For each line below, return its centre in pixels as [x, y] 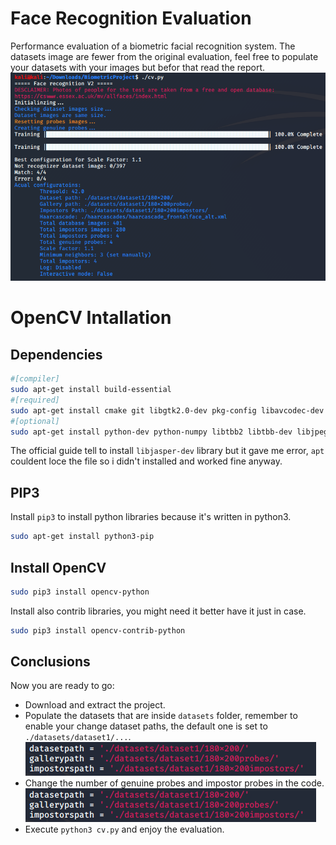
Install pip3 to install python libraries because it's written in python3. [151, 517]
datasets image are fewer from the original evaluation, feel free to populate [164, 56]
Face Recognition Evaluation [131, 18]
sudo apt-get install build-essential [91, 390]
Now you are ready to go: [62, 686]
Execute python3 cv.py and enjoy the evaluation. [124, 829]
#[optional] [35, 421]
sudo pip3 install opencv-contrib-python [98, 630]
